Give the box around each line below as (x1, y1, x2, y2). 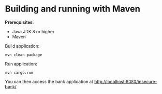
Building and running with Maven (5, 3, 141, 14)
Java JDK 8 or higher (12, 28, 55, 34)
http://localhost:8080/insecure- (94, 79, 157, 84)
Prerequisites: (5, 19, 34, 25)
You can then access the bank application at (5, 79, 93, 84)
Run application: (5, 61, 37, 67)
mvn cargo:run (5, 70, 34, 75)
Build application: (5, 43, 40, 49)
